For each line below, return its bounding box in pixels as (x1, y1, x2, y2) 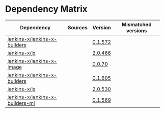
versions (126, 27, 147, 34)
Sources (67, 24, 88, 31)
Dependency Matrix (5, 3, 87, 15)
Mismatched (121, 21, 152, 28)
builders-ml (7, 99, 35, 106)
